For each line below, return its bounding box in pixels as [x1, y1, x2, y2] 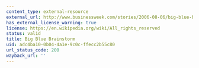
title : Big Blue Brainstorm [6, 36, 76, 42]
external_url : [6, 14, 41, 20]
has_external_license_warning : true [6, 20, 97, 25]
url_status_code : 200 [6, 47, 60, 53]
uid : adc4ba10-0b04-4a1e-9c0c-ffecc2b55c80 [6, 42, 115, 48]
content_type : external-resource [6, 8, 89, 15]
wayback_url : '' [6, 53, 46, 59]
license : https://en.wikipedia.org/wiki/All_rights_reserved [6, 25, 161, 31]
